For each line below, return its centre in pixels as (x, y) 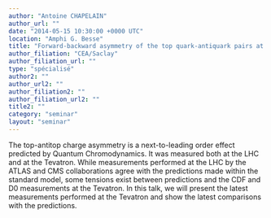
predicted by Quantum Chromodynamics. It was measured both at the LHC (133, 153)
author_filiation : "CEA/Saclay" (63, 54)
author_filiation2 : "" (47, 92)
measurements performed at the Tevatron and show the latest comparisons (135, 197)
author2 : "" (28, 76)
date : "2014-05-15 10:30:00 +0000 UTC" (76, 31)
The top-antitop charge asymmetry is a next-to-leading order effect (122, 145)
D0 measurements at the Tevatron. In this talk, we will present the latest (128, 188)
